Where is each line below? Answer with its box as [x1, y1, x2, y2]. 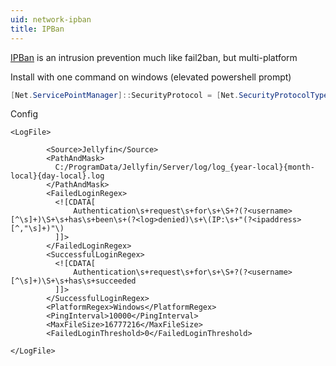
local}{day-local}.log [10, 171, 105, 181]
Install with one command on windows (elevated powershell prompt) [10, 71, 292, 83]
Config [10, 108, 39, 120]
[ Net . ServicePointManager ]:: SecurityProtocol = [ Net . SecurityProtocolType [10, 90, 329, 100]
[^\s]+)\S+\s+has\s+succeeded [10, 276, 137, 286]
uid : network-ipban [10, 14, 92, 25]
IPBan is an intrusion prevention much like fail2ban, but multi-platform [10, 51, 298, 63]
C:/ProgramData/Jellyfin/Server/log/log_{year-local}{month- [54, 162, 315, 173]
